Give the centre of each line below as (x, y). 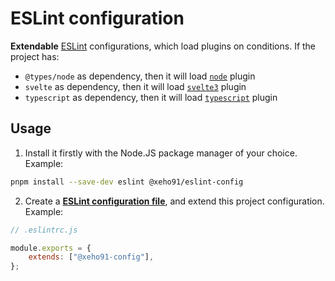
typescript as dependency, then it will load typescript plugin (151, 97)
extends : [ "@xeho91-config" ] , (91, 257)
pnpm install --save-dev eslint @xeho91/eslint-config (127, 182)
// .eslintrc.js (44, 230)
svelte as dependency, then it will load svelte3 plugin (135, 86)
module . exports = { (51, 248)
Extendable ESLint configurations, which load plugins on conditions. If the (163, 46)
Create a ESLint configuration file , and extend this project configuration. (174, 201)
